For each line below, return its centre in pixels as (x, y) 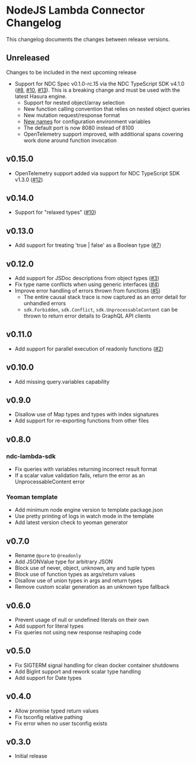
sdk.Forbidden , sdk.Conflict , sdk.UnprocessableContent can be (101, 309)
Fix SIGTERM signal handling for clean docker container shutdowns (97, 665)
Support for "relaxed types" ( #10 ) (55, 212)
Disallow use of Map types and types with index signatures (86, 415)
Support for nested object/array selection (74, 102)
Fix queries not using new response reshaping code (78, 633)
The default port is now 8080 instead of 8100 (79, 127)
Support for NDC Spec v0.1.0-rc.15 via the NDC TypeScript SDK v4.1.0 (99, 84)
